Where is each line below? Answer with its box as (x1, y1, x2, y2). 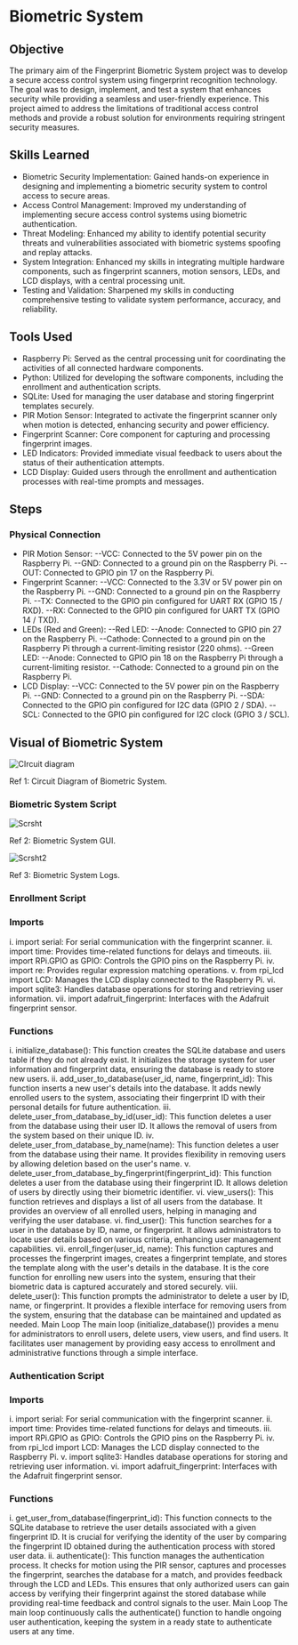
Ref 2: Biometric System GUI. (9, 835, 116, 846)
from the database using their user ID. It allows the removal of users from (9, 1120, 278, 1131)
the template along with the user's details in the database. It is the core (9, 1262, 270, 1273)
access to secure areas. (21, 189, 110, 201)
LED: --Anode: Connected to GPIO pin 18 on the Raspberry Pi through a (21, 652, 284, 664)
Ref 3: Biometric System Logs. (9, 870, 120, 881)
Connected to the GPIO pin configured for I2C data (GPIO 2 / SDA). (21, 700, 268, 711)
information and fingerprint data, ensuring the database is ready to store (9, 1063, 275, 1074)
